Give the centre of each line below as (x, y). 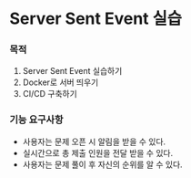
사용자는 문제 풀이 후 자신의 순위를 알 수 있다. (103, 164)
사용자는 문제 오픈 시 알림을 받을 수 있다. (94, 141)
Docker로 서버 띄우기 (60, 82)
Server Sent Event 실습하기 (72, 71)
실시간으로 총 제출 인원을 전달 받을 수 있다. (98, 152)
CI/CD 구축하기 (50, 94)
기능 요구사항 (36, 120)
